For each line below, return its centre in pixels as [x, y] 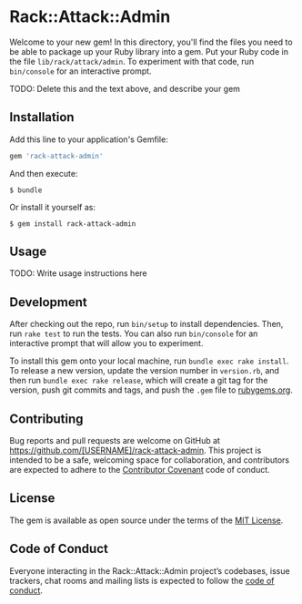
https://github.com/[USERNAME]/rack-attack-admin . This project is [136, 450]
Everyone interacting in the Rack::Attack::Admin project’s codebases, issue [150, 570]
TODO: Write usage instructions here [78, 273]
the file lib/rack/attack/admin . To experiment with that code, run [132, 61]
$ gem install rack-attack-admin [73, 224]
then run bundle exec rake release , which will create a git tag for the [139, 381]
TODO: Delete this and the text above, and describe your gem [125, 88]
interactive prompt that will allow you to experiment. [106, 343]
